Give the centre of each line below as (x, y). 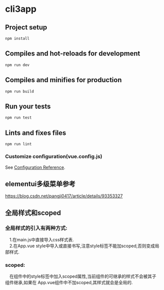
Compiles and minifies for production (64, 80)
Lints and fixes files (36, 133)
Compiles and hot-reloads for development (73, 53)
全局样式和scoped (33, 213)
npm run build (20, 91)
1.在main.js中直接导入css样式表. (42, 240)
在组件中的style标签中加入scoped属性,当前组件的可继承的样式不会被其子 (83, 276)
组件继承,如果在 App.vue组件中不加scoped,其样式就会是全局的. (69, 283)
